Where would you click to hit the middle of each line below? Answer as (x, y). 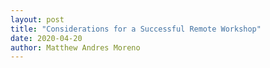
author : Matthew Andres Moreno (75, 47)
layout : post (37, 19)
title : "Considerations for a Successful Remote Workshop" (136, 29)
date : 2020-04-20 (46, 38)
